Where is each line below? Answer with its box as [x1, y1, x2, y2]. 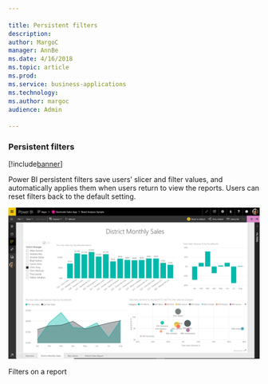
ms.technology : [8, 89, 59, 97]
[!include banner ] [8, 160, 63, 169]
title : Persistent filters [8, 21, 98, 30]
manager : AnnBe [8, 46, 59, 55]
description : [8, 30, 52, 38]
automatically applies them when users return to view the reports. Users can [8, 184, 260, 193]
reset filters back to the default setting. [8, 192, 136, 201]
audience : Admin [8, 105, 62, 113]
